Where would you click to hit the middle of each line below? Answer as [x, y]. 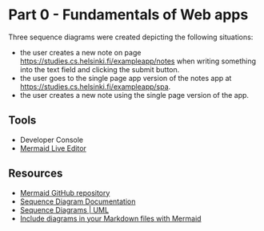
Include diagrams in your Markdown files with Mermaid [110, 218]
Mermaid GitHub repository [65, 192]
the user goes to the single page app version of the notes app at [126, 78]
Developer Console [52, 140]
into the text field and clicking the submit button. [100, 69]
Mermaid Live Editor [53, 148]
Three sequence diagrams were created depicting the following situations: [131, 37]
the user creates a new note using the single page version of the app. [134, 95]
